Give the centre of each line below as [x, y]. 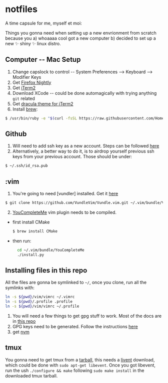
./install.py [31, 254]
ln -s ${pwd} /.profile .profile [39, 302]
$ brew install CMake [35, 231]
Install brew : [25, 109]
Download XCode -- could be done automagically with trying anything [84, 93]
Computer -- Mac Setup [43, 59]
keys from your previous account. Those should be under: [72, 157]
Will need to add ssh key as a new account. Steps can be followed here [86, 146]
